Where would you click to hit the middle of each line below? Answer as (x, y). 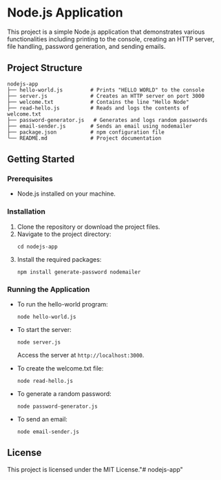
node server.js (39, 342)
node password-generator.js (57, 407)
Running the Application (49, 289)
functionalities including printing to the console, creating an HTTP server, (111, 39)
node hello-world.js (46, 317)
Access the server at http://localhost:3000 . (81, 355)
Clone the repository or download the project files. (88, 227)
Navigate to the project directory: (64, 234)
